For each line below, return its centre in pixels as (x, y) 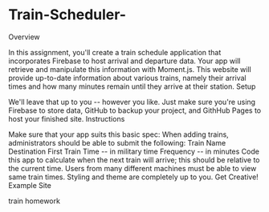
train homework (34, 201)
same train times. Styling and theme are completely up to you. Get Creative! (133, 177)
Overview (24, 37)
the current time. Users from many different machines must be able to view (132, 168)
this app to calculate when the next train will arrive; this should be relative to (134, 160)
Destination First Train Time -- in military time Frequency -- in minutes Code (134, 151)
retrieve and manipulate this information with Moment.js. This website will (130, 69)
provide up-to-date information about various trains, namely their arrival (127, 78)
